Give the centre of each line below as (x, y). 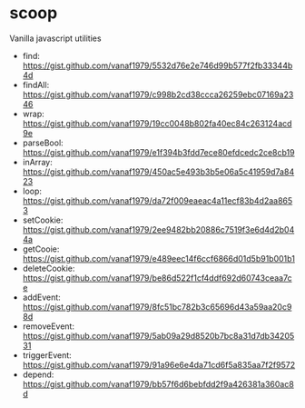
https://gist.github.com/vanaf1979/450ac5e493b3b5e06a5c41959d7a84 (158, 172)
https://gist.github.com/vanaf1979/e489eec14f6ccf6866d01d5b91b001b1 (158, 258)
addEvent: (41, 297)
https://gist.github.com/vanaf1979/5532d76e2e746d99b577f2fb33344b (157, 65)
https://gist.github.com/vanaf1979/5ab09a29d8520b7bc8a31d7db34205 (158, 335)
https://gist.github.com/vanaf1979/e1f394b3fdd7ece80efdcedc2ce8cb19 (158, 152)
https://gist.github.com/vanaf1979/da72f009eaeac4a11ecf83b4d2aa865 (157, 200)
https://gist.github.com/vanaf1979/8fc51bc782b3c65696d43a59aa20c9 (157, 306)
